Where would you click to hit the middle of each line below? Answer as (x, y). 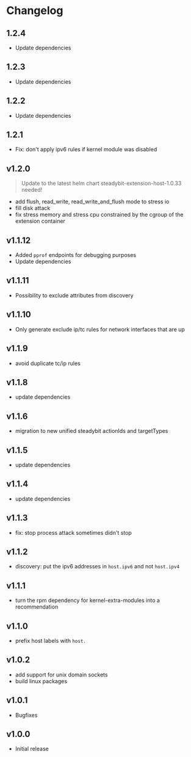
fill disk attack (33, 208)
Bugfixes (26, 715)
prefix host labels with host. (51, 641)
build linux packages (41, 681)
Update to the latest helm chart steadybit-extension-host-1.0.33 (101, 183)
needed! (32, 190)
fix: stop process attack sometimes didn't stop (74, 532)
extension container (40, 221)
